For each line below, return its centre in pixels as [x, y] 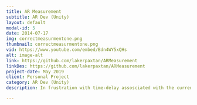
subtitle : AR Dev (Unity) [38, 17]
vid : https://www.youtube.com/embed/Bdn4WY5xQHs [67, 50]
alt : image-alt [25, 55]
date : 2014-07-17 [27, 33]
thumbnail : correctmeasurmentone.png [52, 45]
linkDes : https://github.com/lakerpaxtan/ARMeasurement [76, 66]
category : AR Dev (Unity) [38, 83]
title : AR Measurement [34, 11]
